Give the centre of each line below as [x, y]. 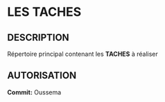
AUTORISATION [42, 75]
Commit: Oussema [34, 92]
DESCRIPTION [38, 38]
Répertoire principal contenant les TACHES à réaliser [82, 54]
